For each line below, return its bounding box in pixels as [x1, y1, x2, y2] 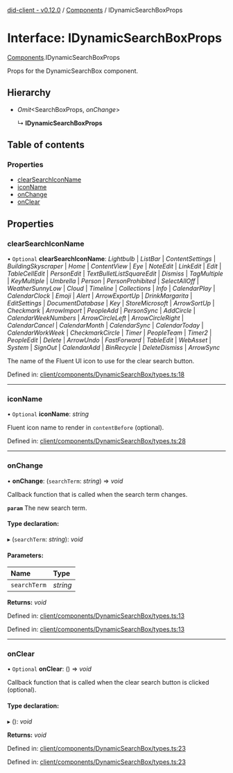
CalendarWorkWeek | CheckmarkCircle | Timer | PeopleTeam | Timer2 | [7, 328, 212, 337]
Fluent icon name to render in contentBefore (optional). [7, 424, 164, 432]
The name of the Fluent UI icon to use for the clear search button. [7, 357, 195, 365]
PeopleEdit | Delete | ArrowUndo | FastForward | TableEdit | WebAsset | [7, 336, 212, 344]
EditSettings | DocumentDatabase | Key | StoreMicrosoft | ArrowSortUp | [7, 299, 215, 308]
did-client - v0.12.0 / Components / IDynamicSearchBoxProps [7, 6, 183, 14]
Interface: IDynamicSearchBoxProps [7, 31, 223, 46]
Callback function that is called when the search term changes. [7, 490, 188, 498]
